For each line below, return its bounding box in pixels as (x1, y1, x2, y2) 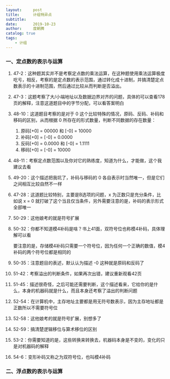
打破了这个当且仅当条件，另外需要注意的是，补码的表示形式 (39, 198, 164, 204)
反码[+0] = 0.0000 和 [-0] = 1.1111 (20, 140, 90, 147)
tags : (6, 36, 17, 41)
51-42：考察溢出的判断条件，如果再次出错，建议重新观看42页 (13, 271, 142, 277)
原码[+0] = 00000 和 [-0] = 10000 (20, 128, 92, 134)
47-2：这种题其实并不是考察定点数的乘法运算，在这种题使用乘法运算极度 (13, 70, 165, 76)
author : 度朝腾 (6, 26, 45, 31)
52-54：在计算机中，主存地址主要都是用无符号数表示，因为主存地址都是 (13, 299, 164, 305)
